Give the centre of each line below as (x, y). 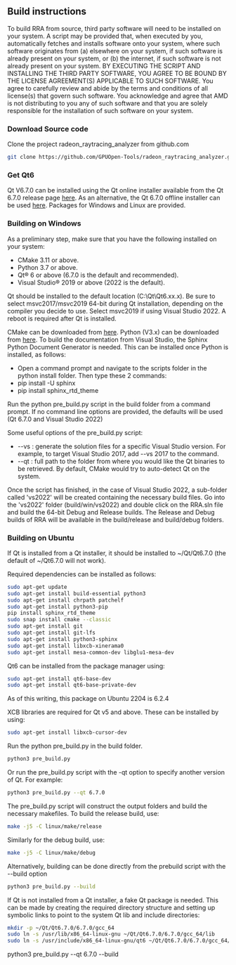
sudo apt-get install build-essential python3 (77, 593)
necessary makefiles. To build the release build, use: (83, 813)
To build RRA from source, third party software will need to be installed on (114, 28)
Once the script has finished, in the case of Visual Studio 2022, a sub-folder (117, 490)
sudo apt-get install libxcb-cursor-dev (67, 733)
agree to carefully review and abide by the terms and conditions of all (108, 88)
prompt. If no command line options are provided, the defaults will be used (115, 411)
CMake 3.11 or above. (48, 260)
